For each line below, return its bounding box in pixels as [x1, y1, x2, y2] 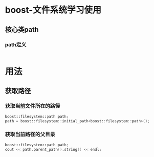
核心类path [5, 25, 39, 34]
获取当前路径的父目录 [5, 131, 55, 138]
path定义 [5, 41, 26, 48]
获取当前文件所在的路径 [5, 103, 60, 110]
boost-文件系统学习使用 [5, 4, 102, 16]
